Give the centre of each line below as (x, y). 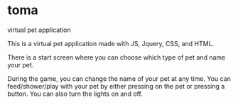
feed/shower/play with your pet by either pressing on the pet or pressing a (116, 86)
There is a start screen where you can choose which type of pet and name (117, 57)
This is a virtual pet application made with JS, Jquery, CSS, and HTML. (111, 43)
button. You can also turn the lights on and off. (75, 94)
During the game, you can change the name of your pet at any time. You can (119, 78)
